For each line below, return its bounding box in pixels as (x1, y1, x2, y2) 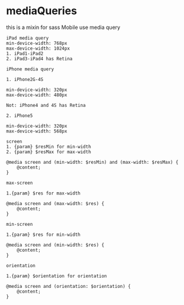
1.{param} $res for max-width (6, 190, 81, 196)
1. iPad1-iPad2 (6, 50, 44, 57)
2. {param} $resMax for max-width (6, 149, 92, 155)
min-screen (6, 221, 33, 227)
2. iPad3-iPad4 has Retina (6, 56, 73, 61)
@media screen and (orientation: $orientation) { (6, 283, 131, 289)
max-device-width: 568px (6, 128, 67, 134)
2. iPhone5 (6, 112, 33, 119)
